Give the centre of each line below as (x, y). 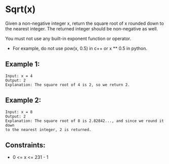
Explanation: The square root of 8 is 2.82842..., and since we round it (85, 121)
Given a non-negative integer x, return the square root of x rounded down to (85, 23)
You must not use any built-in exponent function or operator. (68, 38)
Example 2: (23, 100)
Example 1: (23, 64)
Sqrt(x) (20, 9)
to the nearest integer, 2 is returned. (49, 130)
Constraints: (25, 145)
